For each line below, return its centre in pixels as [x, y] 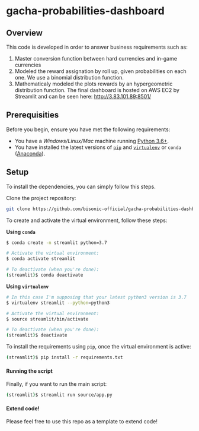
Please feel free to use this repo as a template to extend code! [82, 422]
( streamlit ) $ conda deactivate [45, 275]
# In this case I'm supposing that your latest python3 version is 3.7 [96, 297]
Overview [25, 33]
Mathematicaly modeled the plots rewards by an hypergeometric [94, 84]
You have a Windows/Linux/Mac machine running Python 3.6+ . [92, 141]
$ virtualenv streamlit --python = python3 [58, 303]
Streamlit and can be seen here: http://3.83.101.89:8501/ [83, 96]
